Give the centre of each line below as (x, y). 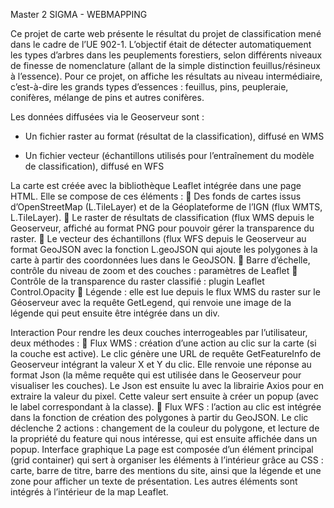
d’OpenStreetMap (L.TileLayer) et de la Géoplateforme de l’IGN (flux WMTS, (166, 207)
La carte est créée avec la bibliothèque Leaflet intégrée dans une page (156, 185)
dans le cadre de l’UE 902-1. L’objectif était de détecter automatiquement (161, 44)
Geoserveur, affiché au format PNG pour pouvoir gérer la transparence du (162, 228)
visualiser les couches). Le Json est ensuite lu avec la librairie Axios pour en (167, 385)
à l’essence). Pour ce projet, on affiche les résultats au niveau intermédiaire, (166, 76)
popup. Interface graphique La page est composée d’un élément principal (162, 449)
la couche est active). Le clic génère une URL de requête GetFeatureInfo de (166, 353)
